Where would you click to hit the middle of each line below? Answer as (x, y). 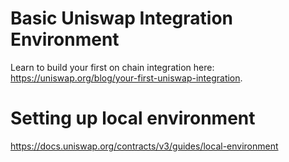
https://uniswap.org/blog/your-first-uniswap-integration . (126, 78)
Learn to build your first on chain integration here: (112, 67)
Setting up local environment (133, 118)
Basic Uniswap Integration (121, 18)
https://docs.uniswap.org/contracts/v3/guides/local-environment (144, 146)
